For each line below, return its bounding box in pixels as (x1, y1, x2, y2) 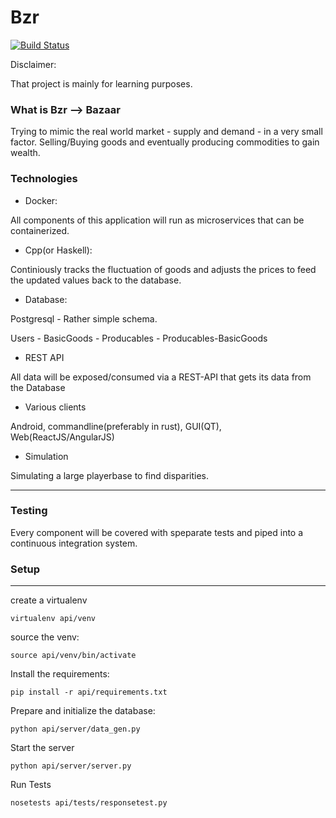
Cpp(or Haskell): (24, 244, 93, 256)
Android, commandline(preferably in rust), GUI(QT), (10, 420, 222, 432)
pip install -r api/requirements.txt (10, 687, 168, 698)
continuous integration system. (10, 537, 138, 549)
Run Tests (10, 779, 52, 791)
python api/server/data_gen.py (10, 724, 141, 735)
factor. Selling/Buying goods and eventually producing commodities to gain (10, 136, 320, 148)
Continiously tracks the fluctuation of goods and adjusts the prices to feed (10, 263, 317, 275)
